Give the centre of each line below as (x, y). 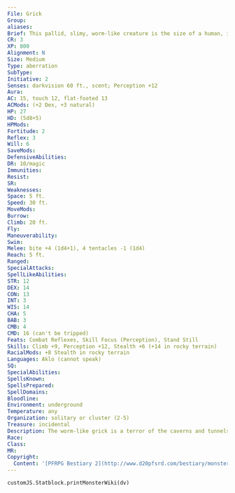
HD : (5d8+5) (24, 118)
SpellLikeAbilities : (37, 274)
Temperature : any (33, 412)
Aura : (15, 92)
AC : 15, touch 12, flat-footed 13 (58, 99)
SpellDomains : (28, 392)
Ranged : (19, 262)
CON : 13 (19, 294)
